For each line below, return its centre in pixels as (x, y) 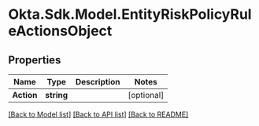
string (56, 95)
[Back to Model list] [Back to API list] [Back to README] (98, 114)
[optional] (146, 95)
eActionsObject (60, 31)
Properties (35, 60)
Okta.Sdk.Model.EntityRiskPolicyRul (130, 14)
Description (98, 82)
